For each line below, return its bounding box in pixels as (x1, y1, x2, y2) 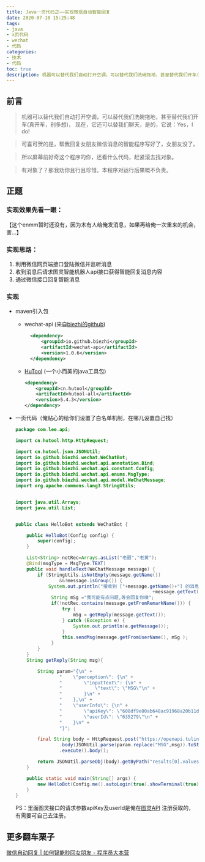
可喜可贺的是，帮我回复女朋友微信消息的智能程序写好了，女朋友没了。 (21, 140, 199, 148)
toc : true (6, 66, 32, 72)
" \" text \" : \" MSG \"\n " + (59, 685, 156, 692)
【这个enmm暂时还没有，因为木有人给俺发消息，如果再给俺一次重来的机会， (6, 221, 199, 228)
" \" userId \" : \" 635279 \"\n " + (59, 714, 158, 720)
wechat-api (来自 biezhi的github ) (24, 321, 106, 328)
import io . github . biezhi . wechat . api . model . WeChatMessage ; (15, 477, 166, 484)
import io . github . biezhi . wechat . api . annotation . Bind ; (15, 460, 156, 466)
